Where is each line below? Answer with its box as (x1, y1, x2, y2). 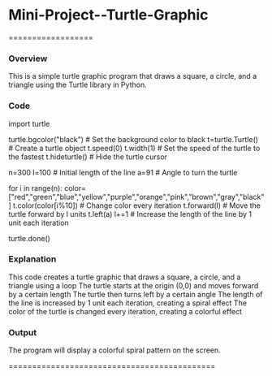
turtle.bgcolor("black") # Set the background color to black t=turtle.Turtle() (8, 134, 258, 144)
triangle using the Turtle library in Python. (8, 80, 148, 90)
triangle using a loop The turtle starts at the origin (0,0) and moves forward (8, 280, 259, 290)
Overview (8, 53, 48, 64)
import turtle (8, 119, 50, 128)
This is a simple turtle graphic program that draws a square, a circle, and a (8, 71, 257, 81)
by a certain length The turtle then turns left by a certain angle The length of (8, 289, 263, 299)
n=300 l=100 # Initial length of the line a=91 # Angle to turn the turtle (8, 167, 238, 177)
